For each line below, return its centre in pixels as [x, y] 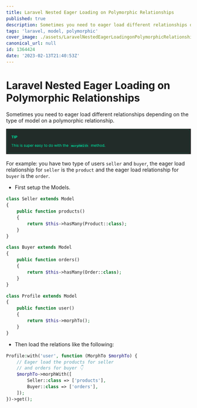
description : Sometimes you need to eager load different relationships [97, 25]
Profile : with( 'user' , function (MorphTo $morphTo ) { [72, 356]
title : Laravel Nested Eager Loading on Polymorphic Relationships [90, 12]
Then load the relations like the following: [64, 344]
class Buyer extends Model [39, 247]
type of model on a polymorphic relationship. [60, 120]
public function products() [51, 211]
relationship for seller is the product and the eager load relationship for [92, 170]
